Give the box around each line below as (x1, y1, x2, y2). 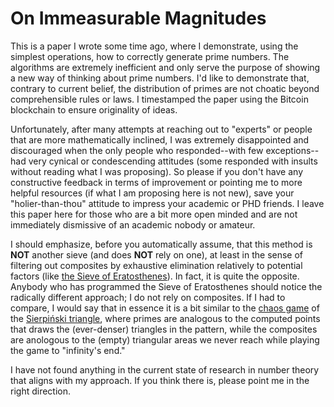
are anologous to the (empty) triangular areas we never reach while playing (10, 333, 320, 346)
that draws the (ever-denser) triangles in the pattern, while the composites (10, 323, 318, 335)
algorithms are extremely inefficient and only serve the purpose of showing (10, 61, 321, 73)
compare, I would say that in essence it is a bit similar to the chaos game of (10, 302, 320, 314)
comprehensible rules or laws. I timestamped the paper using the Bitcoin (10, 93, 309, 105)
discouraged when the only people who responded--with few (10, 144, 264, 156)
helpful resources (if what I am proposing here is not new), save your (10, 187, 295, 199)
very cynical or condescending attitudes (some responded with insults (28, 155, 318, 167)
